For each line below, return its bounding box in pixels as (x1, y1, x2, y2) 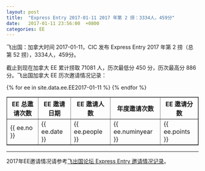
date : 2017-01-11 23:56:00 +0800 (6, 20, 99, 26)
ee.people (74, 128, 103, 136)
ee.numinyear (113, 128, 153, 136)
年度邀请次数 (117, 104, 154, 113)
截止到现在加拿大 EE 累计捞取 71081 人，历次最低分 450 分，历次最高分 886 (6, 64, 196, 71)
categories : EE (6, 26, 45, 32)
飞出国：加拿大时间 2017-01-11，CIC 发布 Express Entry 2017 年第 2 (6, 43, 176, 51)
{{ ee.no (10, 123, 33, 132)
